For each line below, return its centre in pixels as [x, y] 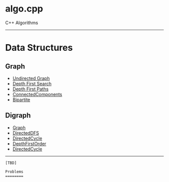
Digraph [18, 115]
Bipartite [21, 100]
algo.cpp [24, 9]
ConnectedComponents [37, 94]
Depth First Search [32, 83]
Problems [14, 171]
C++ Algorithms [22, 23]
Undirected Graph [31, 78]
